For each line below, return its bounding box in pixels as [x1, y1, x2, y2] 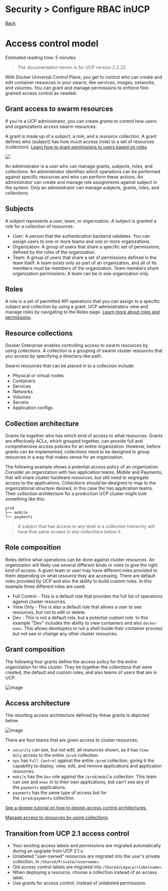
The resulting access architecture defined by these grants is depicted [5, 712, 149, 718]
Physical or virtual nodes [12, 373, 64, 379]
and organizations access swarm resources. [5, 123, 97, 129]
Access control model [5, 38, 99, 49]
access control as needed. [22, 90, 77, 96]
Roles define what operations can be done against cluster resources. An [5, 557, 155, 563]
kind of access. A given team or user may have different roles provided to [5, 567, 157, 573]
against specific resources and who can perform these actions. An [5, 174, 143, 180]
